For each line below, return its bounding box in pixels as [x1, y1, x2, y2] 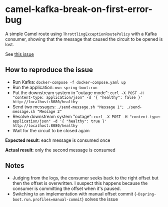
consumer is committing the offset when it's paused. [12, 185, 121, 191]
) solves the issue [81, 196, 118, 202]
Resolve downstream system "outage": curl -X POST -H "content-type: [12, 113, 161, 119]
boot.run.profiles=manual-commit [12, 197, 82, 202]
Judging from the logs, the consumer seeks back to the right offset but [12, 174, 159, 181]
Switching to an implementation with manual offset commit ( [12, 190, 136, 196]
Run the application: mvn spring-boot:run [12, 84, 97, 90]
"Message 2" [37, 109, 62, 114]
